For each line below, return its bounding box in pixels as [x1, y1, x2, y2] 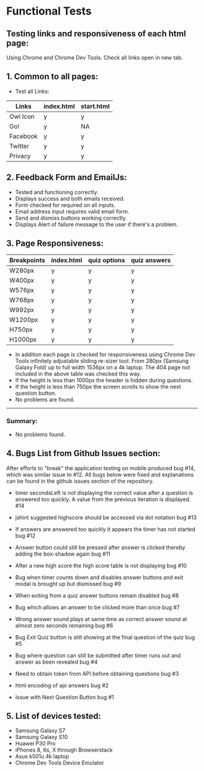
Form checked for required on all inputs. [15, 201, 116, 209]
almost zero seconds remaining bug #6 [15, 622, 114, 629]
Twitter [9, 141, 29, 150]
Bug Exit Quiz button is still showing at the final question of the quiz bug [15, 633, 195, 641]
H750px [9, 326, 33, 334]
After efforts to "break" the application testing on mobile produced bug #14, [6, 464, 195, 471]
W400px [9, 276, 35, 284]
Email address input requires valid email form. [15, 207, 129, 215]
